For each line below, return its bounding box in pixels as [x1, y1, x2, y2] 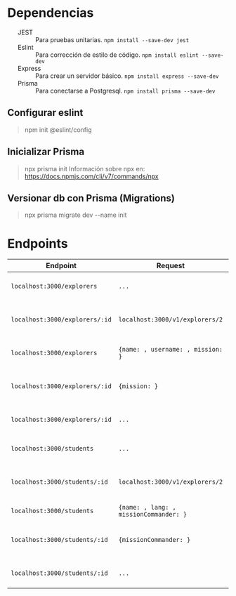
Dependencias [7, 5, 94, 21]
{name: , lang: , [118, 503, 177, 512]
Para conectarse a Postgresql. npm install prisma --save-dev [34, 86, 216, 95]
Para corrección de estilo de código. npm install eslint [34, 51, 199, 59]
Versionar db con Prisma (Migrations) [7, 192, 176, 204]
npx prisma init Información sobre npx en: [24, 164, 145, 173]
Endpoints [7, 235, 68, 251]
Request [156, 261, 185, 271]
